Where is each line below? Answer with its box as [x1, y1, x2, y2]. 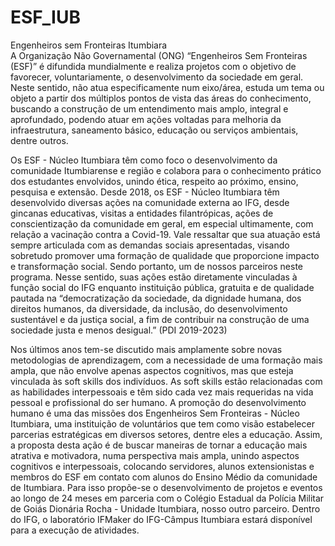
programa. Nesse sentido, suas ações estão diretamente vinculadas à [10, 271, 298, 283]
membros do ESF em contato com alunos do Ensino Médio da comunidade [10, 471, 318, 483]
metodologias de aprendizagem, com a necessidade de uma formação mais [10, 354, 323, 366]
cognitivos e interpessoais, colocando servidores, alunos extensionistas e [10, 460, 315, 472]
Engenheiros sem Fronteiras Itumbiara [10, 39, 168, 51]
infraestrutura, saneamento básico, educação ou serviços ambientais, [10, 124, 299, 136]
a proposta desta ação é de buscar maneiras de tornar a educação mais [10, 439, 308, 451]
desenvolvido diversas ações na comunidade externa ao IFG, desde [10, 196, 290, 208]
